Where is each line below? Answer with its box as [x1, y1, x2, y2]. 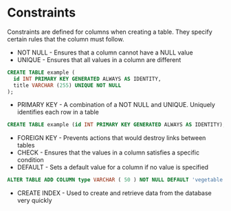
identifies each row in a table [16, 108, 100, 117]
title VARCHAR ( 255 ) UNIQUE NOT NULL [13, 81, 122, 89]
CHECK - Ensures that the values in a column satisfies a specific [16, 148, 200, 157]
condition [16, 156, 45, 164]
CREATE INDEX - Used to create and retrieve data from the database [16, 189, 212, 197]
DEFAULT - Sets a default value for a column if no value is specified [16, 163, 208, 172]
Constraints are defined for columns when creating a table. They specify [7, 28, 213, 36]
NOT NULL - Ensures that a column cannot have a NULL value [16, 48, 194, 57]
